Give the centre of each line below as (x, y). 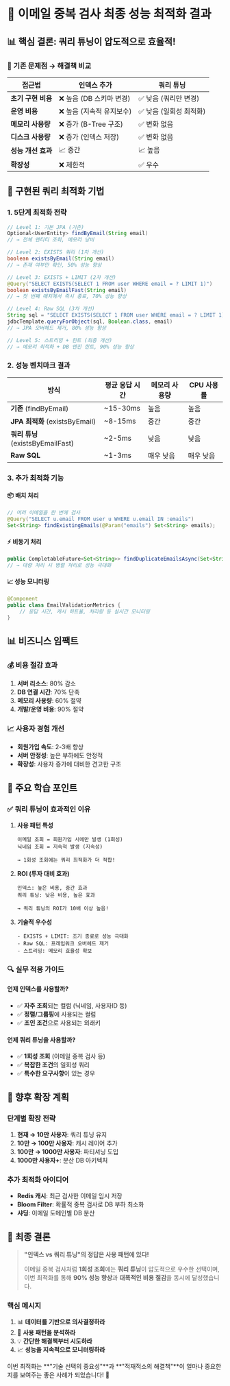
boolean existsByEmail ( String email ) (61, 259)
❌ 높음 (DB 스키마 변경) (94, 98)
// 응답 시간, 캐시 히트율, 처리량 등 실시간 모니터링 (85, 611)
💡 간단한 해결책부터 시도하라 (54, 1341)
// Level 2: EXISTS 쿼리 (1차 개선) (56, 252)
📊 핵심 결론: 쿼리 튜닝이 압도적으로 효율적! (91, 41)
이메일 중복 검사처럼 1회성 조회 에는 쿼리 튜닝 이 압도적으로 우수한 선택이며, (122, 1269)
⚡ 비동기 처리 (25, 542)
